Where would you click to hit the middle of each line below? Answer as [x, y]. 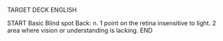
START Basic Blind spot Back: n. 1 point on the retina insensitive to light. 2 [111, 23]
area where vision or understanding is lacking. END [80, 30]
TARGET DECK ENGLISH [42, 10]
